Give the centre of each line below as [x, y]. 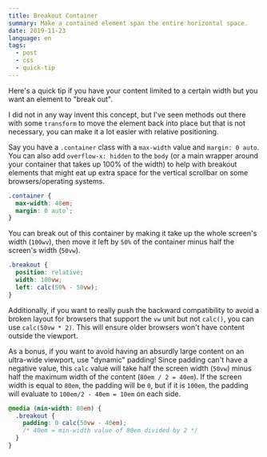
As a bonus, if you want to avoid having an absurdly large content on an [126, 351]
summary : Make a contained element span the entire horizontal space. [128, 23]
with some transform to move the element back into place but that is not [127, 123]
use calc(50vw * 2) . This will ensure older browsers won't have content [127, 327]
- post [26, 53]
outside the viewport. [43, 335]
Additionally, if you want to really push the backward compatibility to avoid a [134, 310]
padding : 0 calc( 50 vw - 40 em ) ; [75, 423]
